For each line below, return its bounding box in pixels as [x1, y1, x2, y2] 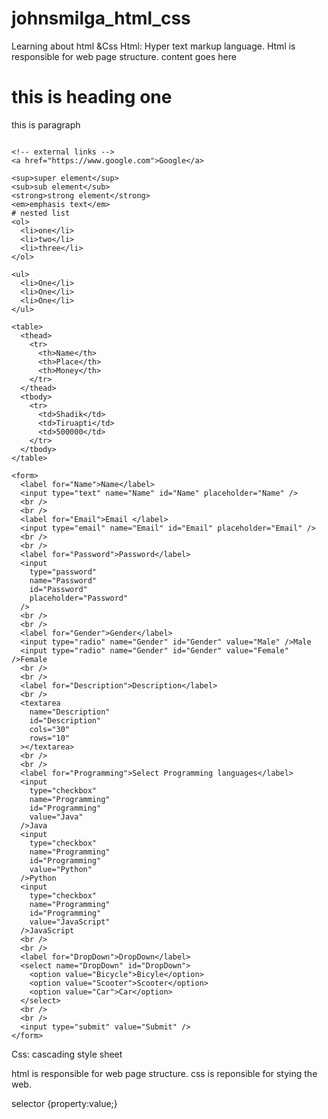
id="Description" [29, 715, 102, 726]
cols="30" [29, 724, 71, 734]
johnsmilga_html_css [11, 7, 191, 30]
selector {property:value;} [11, 1097, 118, 1109]
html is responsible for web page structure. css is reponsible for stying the [11, 1067, 318, 1079]
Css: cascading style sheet [11, 1048, 123, 1060]
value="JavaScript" [29, 917, 111, 927]
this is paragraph [11, 118, 81, 131]
